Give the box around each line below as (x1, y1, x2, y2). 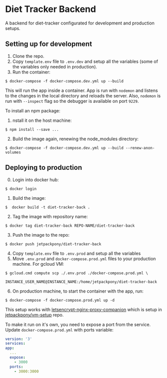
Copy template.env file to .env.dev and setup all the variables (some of (12, 58, 159, 64)
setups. (5, 25, 21, 31)
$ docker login (5, 186, 37, 191)
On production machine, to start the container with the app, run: (12, 288, 144, 294)
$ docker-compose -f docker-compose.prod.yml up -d (5, 298, 115, 303)
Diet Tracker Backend (5, 3, 96, 15)
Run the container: (12, 69, 51, 75)
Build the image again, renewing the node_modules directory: (12, 136, 139, 142)
